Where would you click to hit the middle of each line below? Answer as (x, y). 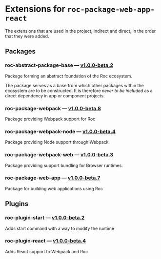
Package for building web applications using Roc (54, 188)
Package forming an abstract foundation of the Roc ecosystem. (69, 76)
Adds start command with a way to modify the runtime (60, 228)
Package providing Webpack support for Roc (50, 119)
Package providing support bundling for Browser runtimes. (64, 165)
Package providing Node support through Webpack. (58, 142)
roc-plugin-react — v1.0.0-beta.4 (46, 241)
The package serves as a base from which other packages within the (74, 85)
